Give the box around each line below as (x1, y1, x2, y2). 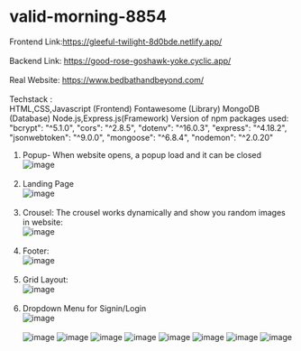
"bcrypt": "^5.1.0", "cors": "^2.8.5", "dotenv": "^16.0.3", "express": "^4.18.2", (9, 122, 287, 133)
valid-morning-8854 (9, 6, 168, 27)
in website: (22, 217, 63, 227)
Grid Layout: (22, 273, 69, 285)
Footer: (22, 245, 50, 256)
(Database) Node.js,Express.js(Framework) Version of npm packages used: (9, 113, 289, 124)
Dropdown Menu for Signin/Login (22, 302, 147, 313)
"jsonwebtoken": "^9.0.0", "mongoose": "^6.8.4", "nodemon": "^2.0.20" (9, 132, 274, 143)
